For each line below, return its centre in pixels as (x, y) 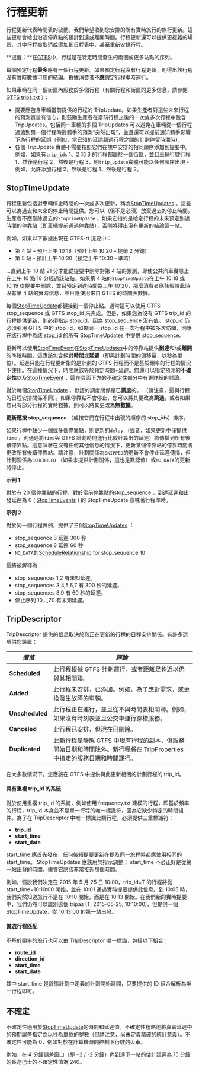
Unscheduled (28, 713)
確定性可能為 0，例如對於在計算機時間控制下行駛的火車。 (76, 1041)
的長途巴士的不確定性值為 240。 (46, 1062)
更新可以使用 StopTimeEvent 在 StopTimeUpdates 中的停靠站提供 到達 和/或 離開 (99, 348)
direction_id (30, 958)
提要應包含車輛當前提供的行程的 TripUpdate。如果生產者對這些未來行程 (102, 110)
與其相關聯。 (71, 678)
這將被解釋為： (24, 565)
